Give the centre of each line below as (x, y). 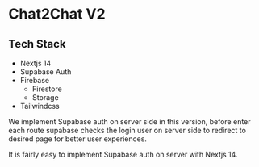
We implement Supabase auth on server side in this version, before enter (130, 121)
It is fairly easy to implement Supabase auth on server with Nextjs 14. (123, 154)
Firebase (35, 80)
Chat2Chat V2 (57, 14)
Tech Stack (37, 44)
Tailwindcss (40, 106)
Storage (45, 97)
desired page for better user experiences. (78, 139)
